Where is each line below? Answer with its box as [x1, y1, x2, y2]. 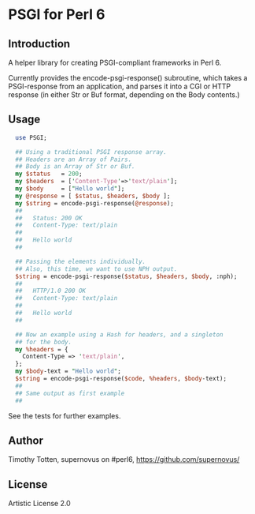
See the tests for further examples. [8, 411, 121, 420]
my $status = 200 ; [15, 170, 83, 178]
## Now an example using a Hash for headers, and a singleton [15, 330, 224, 339]
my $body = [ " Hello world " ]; [15, 185, 125, 193]
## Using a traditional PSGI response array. [15, 148, 168, 156]
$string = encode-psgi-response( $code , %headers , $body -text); [15, 375, 227, 383]
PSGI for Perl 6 [8, 6, 105, 24]
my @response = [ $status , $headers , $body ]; [15, 192, 171, 200]
